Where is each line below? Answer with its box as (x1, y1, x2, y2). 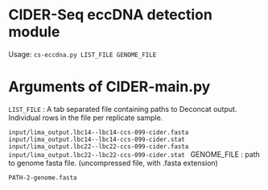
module (8, 23, 60, 41)
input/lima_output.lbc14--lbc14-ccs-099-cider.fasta (8, 128, 189, 136)
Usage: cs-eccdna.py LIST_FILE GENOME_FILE (8, 49, 157, 59)
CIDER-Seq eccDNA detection (8, 6, 213, 24)
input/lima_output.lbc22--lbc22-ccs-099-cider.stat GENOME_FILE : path (8, 149, 260, 159)
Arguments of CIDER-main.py (8, 78, 211, 96)
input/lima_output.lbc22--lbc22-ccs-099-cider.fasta (8, 142, 189, 151)
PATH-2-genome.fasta (8, 173, 78, 182)
